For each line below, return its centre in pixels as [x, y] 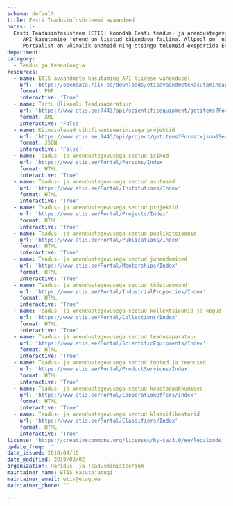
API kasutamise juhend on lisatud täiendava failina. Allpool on [119, 40]
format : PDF [37, 91]
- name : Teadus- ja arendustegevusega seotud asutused [94, 181]
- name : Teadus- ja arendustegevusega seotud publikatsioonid [105, 234]
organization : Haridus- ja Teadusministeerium [76, 466]
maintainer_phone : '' [38, 485]
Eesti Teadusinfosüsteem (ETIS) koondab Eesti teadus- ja [99, 33]
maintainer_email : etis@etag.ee [54, 479]
